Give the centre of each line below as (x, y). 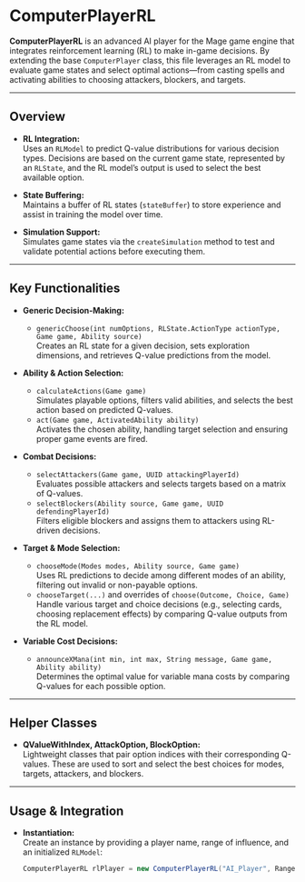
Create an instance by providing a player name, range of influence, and (155, 843)
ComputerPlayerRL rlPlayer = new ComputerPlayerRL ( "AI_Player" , (147, 869)
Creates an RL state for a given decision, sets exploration (143, 346)
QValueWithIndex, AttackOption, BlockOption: (112, 745)
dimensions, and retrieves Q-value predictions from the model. (153, 355)
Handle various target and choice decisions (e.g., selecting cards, (159, 604)
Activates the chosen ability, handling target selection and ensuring (162, 429)
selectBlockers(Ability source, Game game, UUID (130, 504)
